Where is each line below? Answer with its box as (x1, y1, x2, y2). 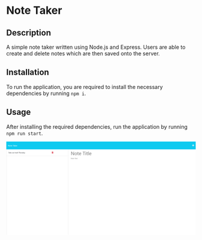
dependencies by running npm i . (6, 90, 86, 97)
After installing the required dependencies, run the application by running (6, 123, 188, 130)
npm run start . (6, 129, 43, 137)
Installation (6, 67, 49, 78)
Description (6, 28, 51, 38)
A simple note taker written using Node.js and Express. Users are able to (6, 43, 186, 51)
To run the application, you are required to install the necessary (6, 83, 164, 90)
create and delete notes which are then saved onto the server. (6, 50, 161, 57)
